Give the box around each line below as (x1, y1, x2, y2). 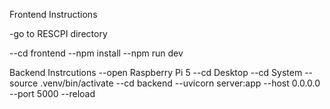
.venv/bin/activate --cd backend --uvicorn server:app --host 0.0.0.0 (40, 77, 321, 89)
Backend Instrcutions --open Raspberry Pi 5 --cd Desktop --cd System (9, 67, 303, 78)
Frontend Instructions (9, 9, 98, 20)
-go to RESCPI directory (9, 28, 108, 39)
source (9, 77, 39, 89)
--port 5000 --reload (9, 88, 96, 99)
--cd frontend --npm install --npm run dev (9, 47, 184, 59)
